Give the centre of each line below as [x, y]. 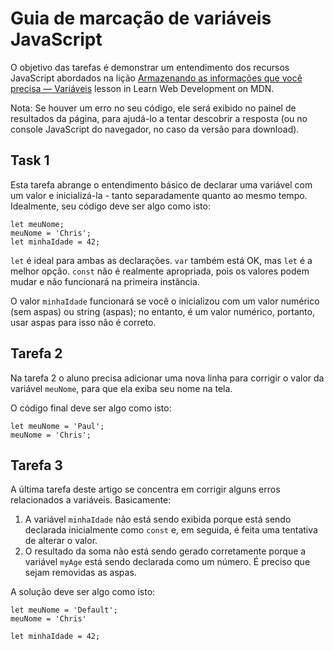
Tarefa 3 [36, 465]
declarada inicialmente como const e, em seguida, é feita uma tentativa [171, 530]
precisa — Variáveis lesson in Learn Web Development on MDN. [142, 88]
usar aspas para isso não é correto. [83, 322]
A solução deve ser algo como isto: [83, 592]
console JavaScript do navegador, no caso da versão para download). [155, 129]
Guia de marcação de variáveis [141, 18]
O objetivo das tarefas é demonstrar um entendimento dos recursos [150, 67]
